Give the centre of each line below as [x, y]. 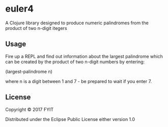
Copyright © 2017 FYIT [30, 109]
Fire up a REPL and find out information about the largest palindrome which [84, 56]
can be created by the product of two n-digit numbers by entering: [75, 62]
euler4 [20, 9]
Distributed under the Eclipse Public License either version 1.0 [70, 119]
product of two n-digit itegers [36, 28]
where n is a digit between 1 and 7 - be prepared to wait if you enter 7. [78, 81]
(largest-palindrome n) [29, 71]
